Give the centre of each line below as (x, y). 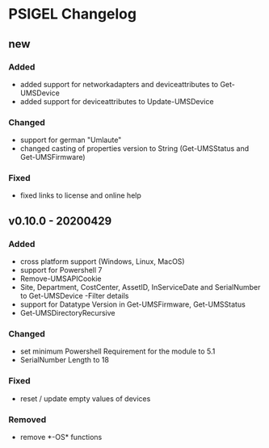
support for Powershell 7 (61, 270)
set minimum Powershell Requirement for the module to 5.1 (118, 351)
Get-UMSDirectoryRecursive (67, 313)
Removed (27, 419)
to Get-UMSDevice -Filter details (74, 296)
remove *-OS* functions (61, 438)
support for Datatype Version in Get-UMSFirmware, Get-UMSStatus (133, 304)
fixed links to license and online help (80, 195)
